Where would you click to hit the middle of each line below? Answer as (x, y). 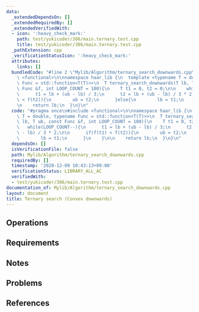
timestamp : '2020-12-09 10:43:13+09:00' (62, 166)
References (28, 303)
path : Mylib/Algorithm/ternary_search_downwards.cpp (78, 155)
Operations (27, 223)
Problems (24, 283)
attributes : (26, 61)
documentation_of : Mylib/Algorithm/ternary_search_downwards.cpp (88, 188)
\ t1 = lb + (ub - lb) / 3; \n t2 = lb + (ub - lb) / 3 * (102, 94)
